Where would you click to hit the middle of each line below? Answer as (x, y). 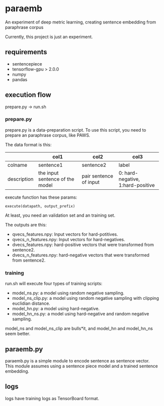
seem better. (18, 334)
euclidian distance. (31, 303)
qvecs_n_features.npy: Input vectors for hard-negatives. (69, 239)
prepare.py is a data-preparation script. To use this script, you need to (76, 130)
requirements (26, 52)
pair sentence (98, 176)
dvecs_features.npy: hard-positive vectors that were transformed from (83, 245)
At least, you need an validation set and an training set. (60, 215)
